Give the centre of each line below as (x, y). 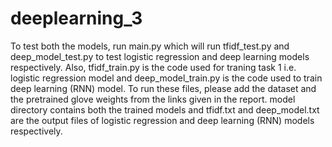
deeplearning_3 (76, 18)
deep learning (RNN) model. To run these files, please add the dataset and (163, 88)
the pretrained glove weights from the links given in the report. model (153, 99)
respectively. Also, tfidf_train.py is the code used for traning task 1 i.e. (153, 67)
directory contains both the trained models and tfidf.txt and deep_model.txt (165, 109)
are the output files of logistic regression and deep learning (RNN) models (162, 120)
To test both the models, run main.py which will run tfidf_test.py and (150, 46)
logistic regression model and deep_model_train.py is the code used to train (166, 78)
